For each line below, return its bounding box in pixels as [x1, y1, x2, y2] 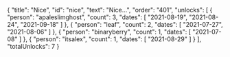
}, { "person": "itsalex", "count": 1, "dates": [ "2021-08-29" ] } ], [23, 35, 201, 43]
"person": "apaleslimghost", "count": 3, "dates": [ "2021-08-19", [7, 13, 187, 21]
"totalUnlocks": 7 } [7, 43, 60, 50]
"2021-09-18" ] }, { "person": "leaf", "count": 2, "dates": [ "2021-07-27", [20, 21, 223, 28]
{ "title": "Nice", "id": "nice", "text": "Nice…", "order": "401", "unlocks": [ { [7, 6, 213, 14]
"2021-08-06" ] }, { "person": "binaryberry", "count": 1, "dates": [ [7, 27, 191, 36]
